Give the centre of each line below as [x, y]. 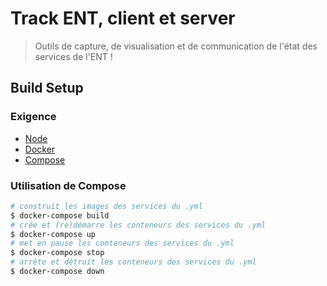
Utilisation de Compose [68, 185]
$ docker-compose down [57, 272]
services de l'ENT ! [73, 56]
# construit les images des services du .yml [106, 206]
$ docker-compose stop [57, 253]
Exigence [33, 117]
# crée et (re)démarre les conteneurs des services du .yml [138, 225]
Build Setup [47, 88]
